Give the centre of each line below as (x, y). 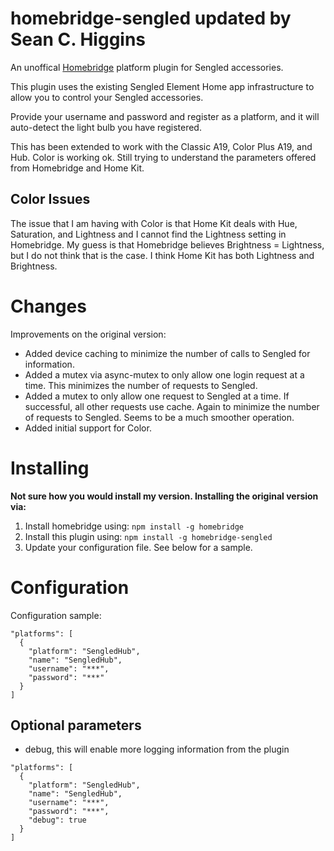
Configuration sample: (56, 615)
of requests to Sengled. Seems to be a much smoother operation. (159, 417)
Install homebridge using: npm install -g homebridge (134, 526)
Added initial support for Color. (88, 428)
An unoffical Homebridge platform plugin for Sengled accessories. (147, 67)
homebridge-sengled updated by (151, 18)
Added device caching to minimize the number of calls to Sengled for (167, 353)
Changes (48, 306)
